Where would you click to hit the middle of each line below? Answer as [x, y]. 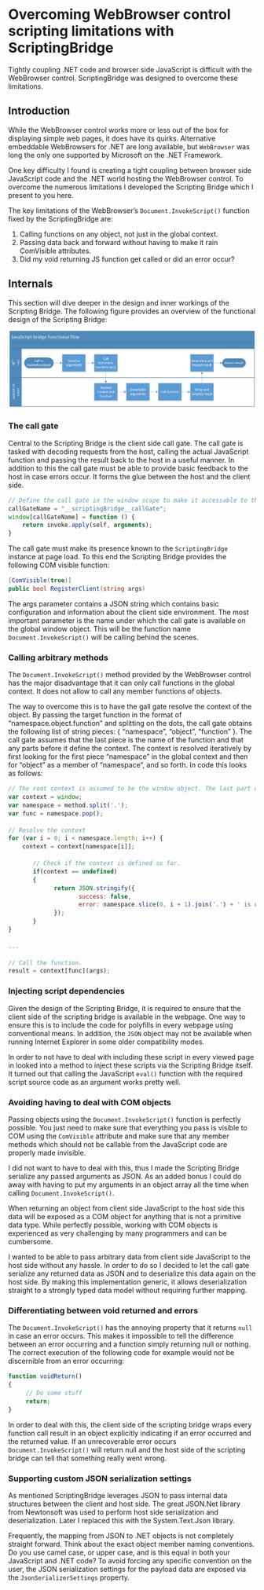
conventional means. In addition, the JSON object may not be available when [130, 1033]
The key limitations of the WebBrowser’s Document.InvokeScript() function [129, 211]
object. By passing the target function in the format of [95, 715]
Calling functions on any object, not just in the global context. [119, 234]
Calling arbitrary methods [58, 658]
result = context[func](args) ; [59, 971]
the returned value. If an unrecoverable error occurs [92, 1441]
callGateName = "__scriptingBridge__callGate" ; [88, 508]
